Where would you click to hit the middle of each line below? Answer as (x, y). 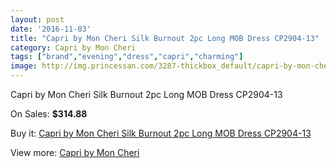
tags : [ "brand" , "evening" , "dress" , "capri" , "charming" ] (127, 57)
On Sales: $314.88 (49, 114)
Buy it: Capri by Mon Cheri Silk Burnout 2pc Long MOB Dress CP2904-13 (161, 133)
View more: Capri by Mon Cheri (75, 152)
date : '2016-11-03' (51, 29)
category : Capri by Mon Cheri (73, 47)
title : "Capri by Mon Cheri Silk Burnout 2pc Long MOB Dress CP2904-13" (165, 38)
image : (24, 66)
